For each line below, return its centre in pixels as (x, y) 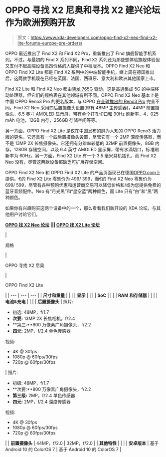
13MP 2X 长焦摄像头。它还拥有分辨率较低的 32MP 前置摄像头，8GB (84, 143)
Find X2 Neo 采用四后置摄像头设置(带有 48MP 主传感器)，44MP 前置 (84, 107)
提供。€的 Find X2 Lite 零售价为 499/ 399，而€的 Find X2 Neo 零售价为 (79, 179)
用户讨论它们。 (25, 214)
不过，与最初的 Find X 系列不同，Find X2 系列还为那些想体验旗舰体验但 (87, 59)
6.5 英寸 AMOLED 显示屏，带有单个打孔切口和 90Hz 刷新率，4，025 (88, 114)
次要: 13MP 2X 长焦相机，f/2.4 (44, 318)
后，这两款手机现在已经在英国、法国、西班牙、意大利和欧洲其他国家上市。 (82, 78)
